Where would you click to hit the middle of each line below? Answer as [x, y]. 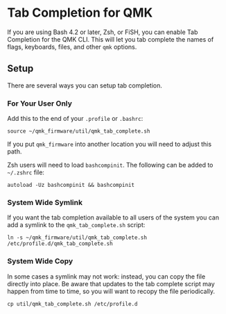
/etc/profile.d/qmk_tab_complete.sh [60, 244]
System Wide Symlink [45, 202]
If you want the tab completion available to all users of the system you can [113, 217]
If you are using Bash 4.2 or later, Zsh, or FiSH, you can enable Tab [103, 32]
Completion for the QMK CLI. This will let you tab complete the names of [111, 39]
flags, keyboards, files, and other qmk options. [72, 47]
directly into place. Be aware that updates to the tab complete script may [111, 283]
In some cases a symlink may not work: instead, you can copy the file [106, 276]
